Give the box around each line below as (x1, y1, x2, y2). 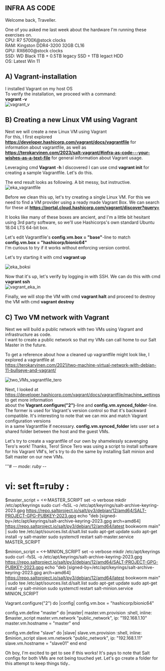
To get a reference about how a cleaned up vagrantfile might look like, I (5, 352, 150, 358)
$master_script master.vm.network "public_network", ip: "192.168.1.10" (5, 615, 147, 621)
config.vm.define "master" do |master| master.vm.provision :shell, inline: (5, 610, 152, 616)
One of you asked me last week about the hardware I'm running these (5, 27, 147, 33)
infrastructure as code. (5, 332, 52, 337)
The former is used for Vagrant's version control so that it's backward (5, 408, 147, 414)
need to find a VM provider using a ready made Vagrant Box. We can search (5, 200, 160, 206)
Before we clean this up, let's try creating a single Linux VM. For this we (5, 194, 151, 200)
